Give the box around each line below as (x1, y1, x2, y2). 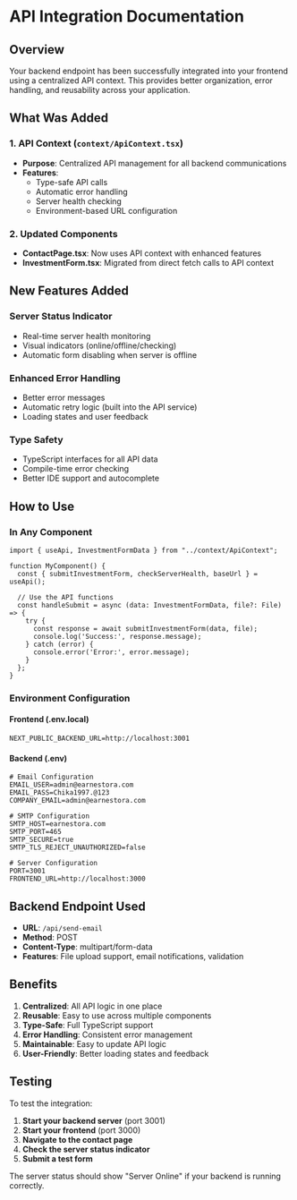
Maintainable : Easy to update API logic (21, 1038, 167, 1049)
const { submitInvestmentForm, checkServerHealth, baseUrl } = (17, 569, 258, 578)
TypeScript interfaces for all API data (21, 454, 158, 464)
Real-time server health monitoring (21, 330, 151, 341)
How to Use (9, 498, 75, 514)
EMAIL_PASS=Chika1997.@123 (9, 788, 110, 797)
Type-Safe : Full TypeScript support (21, 1019, 154, 1030)
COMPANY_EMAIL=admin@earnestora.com (9, 796, 146, 805)
